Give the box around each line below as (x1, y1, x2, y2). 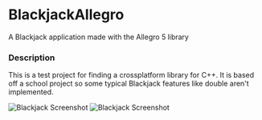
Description (8, 52, 55, 63)
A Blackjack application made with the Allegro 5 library (8, 32, 189, 42)
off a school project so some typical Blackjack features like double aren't (8, 78, 249, 89)
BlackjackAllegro (8, 6, 125, 24)
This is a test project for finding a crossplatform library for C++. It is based (8, 70, 255, 80)
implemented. (8, 87, 54, 97)
